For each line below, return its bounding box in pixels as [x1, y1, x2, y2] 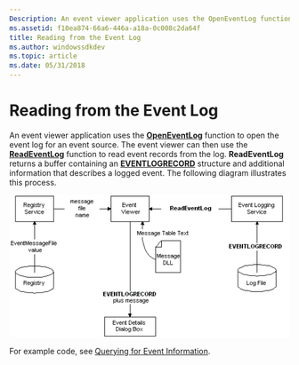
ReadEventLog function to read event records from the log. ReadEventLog [9, 148, 285, 159]
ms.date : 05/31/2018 [9, 61, 86, 70]
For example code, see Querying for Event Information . [9, 345, 211, 356]
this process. [9, 177, 57, 187]
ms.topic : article [9, 52, 77, 61]
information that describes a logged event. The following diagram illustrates [9, 167, 287, 178]
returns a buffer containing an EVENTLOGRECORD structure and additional [9, 158, 285, 169]
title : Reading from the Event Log [9, 33, 141, 42]
